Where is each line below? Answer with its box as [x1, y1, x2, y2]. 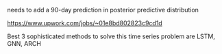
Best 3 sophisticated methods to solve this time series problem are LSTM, [7, 32, 216, 40]
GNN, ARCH [7, 40, 41, 47]
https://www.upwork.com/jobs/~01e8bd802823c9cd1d [7, 19, 162, 27]
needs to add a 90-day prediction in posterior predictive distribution [7, 6, 199, 14]
